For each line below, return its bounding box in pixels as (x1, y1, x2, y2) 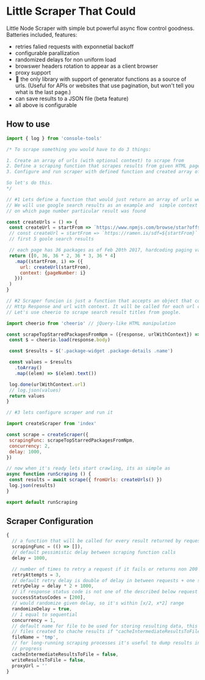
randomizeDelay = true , (12, 605, 72, 612)
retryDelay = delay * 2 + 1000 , (12, 583, 95, 589)
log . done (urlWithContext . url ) (9, 381, 86, 388)
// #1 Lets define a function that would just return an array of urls (6, 196, 192, 202)
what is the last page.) (15, 88, 71, 95)
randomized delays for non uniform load (15, 56, 117, 63)
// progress (12, 646, 43, 652)
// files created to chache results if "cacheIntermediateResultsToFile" (12, 629, 203, 635)
